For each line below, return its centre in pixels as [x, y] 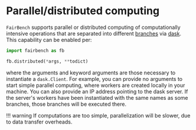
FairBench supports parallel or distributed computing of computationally [94, 27]
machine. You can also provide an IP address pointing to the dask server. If [97, 91]
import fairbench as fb [35, 51]
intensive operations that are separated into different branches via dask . [94, 33]
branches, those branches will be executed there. [66, 104]
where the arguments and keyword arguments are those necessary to [91, 73]
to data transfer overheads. [39, 122]
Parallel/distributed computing [83, 11]
